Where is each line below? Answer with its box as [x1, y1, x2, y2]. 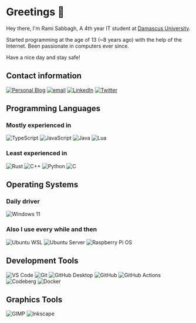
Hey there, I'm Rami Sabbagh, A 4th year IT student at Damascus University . [6, 25, 191, 32]
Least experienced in [6, 149, 67, 158]
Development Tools [6, 256, 79, 266]
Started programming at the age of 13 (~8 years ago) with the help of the [6, 36, 182, 43]
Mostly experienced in [6, 121, 72, 129]
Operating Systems [6, 179, 79, 190]
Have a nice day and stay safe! [6, 54, 80, 61]
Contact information [6, 71, 82, 81]
